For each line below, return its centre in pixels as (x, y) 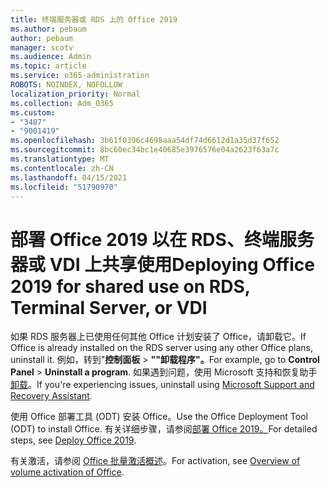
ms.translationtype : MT (60, 159)
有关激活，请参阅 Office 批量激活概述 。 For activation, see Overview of (155, 461)
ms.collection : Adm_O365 (62, 103)
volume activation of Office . (67, 472)
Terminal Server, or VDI (109, 307)
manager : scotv (42, 47)
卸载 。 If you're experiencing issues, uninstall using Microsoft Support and (162, 385)
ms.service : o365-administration (80, 76)
